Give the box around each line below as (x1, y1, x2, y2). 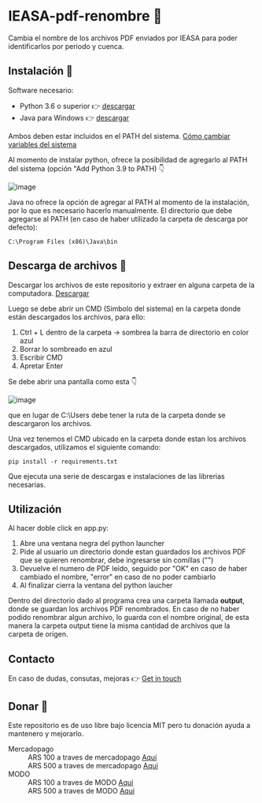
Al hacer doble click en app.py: (8, 524, 109, 533)
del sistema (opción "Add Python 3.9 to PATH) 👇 (8, 163, 165, 173)
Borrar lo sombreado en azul (19, 344, 113, 353)
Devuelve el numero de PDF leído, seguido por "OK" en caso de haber (19, 564, 248, 573)
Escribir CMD (19, 353, 63, 362)
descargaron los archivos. (8, 418, 93, 428)
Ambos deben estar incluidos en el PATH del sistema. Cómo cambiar (8, 131, 231, 140)
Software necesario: (8, 85, 74, 95)
